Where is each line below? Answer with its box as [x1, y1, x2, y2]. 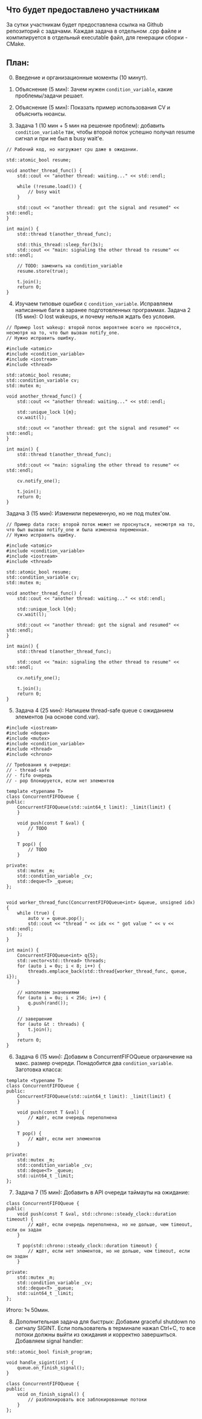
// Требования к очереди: [6, 762, 71, 768]
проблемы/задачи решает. [14, 92, 84, 99]
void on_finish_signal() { [17, 1391, 85, 1397]
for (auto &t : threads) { [17, 1021, 85, 1027]
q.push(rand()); [28, 1000, 69, 1006]
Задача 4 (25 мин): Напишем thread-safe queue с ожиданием [14, 706, 174, 714]
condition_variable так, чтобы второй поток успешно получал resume [14, 128, 195, 135]
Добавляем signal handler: [14, 1337, 83, 1345]
